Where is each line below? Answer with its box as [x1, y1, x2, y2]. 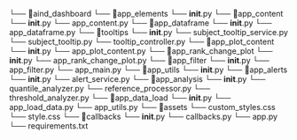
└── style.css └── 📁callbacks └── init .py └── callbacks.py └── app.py [9, 111, 277, 122]
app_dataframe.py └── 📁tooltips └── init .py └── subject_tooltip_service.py [9, 27, 288, 37]
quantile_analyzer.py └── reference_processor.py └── [9, 84, 211, 93]
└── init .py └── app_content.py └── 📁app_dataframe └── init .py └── [9, 18, 272, 28]
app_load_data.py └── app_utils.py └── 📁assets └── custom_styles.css [9, 102, 277, 112]
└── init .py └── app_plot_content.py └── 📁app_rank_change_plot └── [9, 46, 273, 56]
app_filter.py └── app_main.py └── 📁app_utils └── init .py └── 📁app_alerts [9, 64, 288, 75]
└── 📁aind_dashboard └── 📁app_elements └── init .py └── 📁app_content [9, 9, 284, 18]
